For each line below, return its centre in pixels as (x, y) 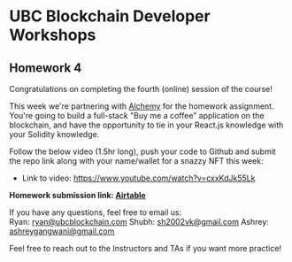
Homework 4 (46, 68)
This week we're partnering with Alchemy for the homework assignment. (142, 106)
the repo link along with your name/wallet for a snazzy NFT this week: (136, 161)
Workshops (53, 35)
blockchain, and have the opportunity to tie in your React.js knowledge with (146, 125)
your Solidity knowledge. (54, 134)
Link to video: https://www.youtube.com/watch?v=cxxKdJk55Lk (138, 178)
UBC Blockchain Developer (110, 16)
